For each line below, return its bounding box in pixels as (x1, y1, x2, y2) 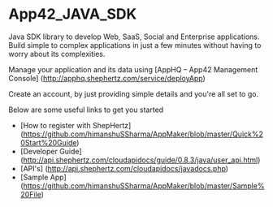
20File (19, 189, 42, 199)
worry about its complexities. (8, 49, 106, 58)
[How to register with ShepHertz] (19, 120, 132, 130)
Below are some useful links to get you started (8, 105, 164, 114)
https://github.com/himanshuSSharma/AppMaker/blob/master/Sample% (23, 180, 265, 191)
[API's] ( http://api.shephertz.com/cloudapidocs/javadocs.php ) (19, 163, 229, 173)
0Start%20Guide (19, 137, 77, 147)
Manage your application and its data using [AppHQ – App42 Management (8, 64, 258, 74)
